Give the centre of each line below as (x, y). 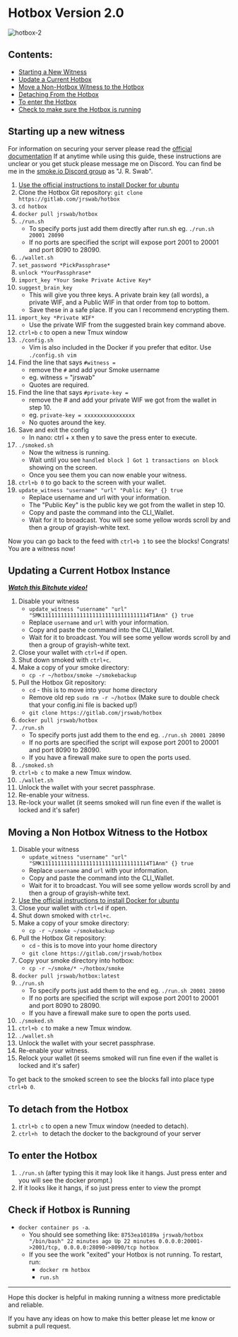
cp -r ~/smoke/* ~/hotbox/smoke (76, 969)
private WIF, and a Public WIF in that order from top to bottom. (119, 302)
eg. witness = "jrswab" (62, 377)
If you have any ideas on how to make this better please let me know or (112, 1318)
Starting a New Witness (53, 71)
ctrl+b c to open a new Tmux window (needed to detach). (103, 1126)
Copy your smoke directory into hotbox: (76, 961)
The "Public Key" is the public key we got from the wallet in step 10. (127, 505)
